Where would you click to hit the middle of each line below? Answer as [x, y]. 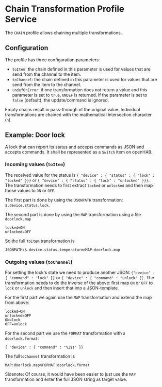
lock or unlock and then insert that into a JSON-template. [62, 288]
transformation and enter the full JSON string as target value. [66, 379]
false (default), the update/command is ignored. [60, 100]
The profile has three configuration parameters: [53, 60]
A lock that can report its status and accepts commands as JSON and [74, 147]
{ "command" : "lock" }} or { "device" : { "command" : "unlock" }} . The [80, 278]
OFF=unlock [16, 324]
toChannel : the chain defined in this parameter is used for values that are [84, 79]
